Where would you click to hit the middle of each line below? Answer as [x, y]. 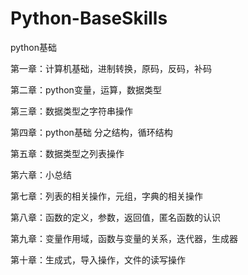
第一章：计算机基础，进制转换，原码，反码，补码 [111, 68]
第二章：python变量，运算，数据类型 [86, 89]
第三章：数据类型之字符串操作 [71, 111]
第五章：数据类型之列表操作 [67, 153]
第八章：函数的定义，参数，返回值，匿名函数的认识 [115, 217]
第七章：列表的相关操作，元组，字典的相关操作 [106, 196]
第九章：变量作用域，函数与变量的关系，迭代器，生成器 [124, 238]
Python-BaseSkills [89, 18]
